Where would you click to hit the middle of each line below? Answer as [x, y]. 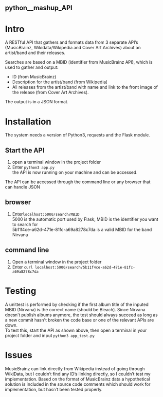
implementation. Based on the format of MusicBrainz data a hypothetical [78, 379]
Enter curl [22, 267]
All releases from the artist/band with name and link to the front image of [85, 87]
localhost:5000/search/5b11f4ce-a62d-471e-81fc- [85, 267]
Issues [19, 355]
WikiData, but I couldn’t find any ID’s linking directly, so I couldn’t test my [78, 374]
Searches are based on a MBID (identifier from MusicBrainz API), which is [79, 62]
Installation [28, 122]
